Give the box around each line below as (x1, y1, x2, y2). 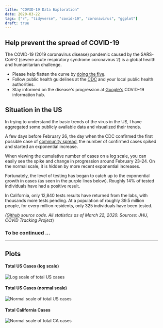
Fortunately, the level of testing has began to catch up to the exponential (5, 173, 150, 179)
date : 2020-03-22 (5, 12, 40, 16)
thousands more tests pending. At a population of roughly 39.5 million (5, 197, 145, 203)
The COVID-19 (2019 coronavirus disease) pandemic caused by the (5, 51, 140, 57)
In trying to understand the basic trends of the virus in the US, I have (5, 118, 142, 124)
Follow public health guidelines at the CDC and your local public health (12, 76, 154, 82)
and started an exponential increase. (5, 144, 78, 149)
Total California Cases (5, 307, 51, 313)
